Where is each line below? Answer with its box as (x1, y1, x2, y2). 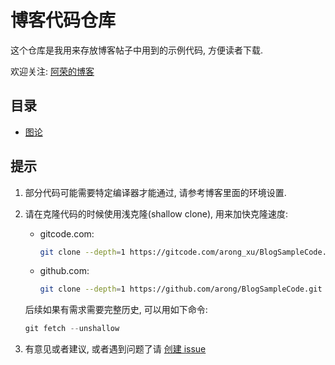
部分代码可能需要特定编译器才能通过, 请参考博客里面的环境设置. (24, 186, 287, 198)
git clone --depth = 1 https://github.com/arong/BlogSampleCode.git (39, 284, 323, 295)
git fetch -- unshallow (24, 324, 120, 334)
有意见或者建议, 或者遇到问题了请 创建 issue (24, 343, 207, 355)
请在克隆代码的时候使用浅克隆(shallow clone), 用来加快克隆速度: (24, 207, 289, 220)
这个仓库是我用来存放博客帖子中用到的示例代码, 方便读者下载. (10, 44, 264, 56)
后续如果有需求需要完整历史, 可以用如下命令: (24, 304, 208, 316)
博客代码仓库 (10, 9, 117, 32)
